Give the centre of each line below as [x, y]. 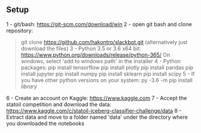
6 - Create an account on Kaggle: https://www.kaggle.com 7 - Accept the [97, 98]
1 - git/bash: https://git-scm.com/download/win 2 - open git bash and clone [99, 24]
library [29, 86]
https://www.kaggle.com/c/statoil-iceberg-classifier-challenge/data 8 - [94, 110]
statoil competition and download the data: [59, 104]
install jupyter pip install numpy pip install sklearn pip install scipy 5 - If [108, 73]
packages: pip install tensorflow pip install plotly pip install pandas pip [107, 67]
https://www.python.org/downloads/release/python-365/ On [95, 55]
